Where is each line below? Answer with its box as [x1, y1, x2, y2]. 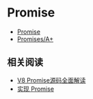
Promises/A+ [16, 34, 53, 43]
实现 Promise [16, 85, 55, 93]
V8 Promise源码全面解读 [16, 76, 86, 84]
